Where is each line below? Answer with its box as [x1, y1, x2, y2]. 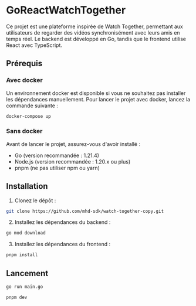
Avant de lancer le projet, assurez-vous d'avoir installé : [6, 140, 141, 147]
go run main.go [6, 284, 43, 290]
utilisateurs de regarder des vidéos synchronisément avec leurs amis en [6, 29, 180, 36]
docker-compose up [6, 113, 51, 119]
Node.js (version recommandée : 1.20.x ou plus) [14, 158, 131, 165]
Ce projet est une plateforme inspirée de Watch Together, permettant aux [6, 23, 183, 30]
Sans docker [6, 127, 43, 135]
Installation [6, 181, 48, 191]
